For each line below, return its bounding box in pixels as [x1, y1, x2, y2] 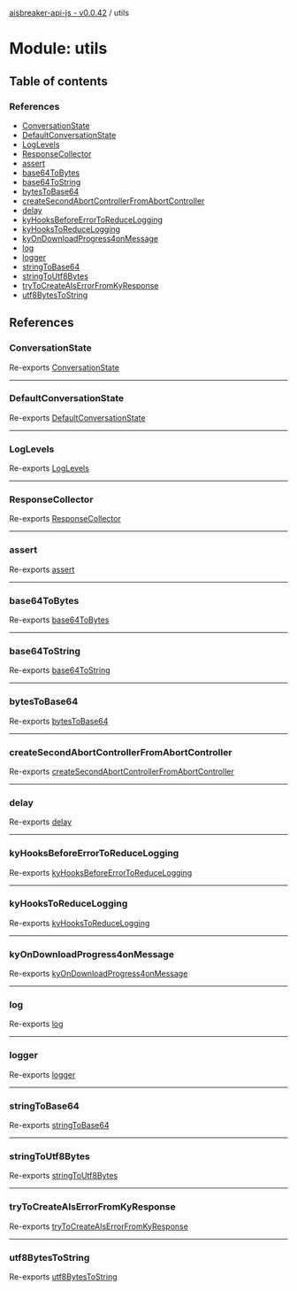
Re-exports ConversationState [9, 362, 119, 373]
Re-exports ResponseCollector [9, 514, 121, 524]
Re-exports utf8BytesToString [9, 1271, 118, 1282]
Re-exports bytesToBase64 [9, 715, 109, 726]
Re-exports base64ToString [9, 665, 110, 676]
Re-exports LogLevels [9, 463, 90, 474]
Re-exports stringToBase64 [9, 1120, 110, 1131]
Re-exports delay [9, 816, 72, 827]
